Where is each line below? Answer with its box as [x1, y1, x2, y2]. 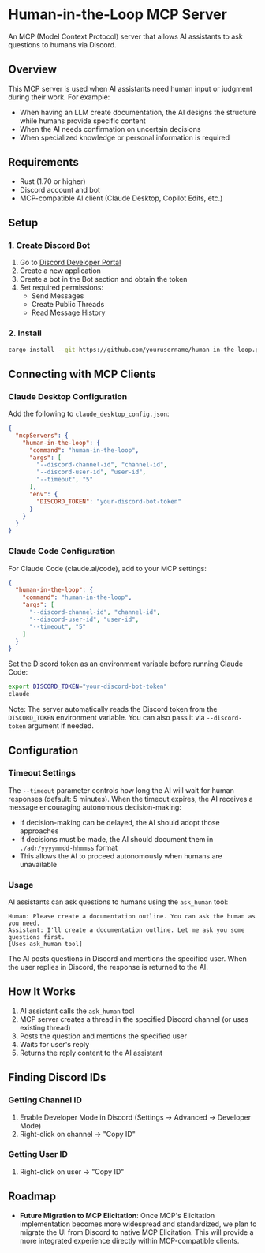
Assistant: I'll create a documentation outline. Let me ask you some [8, 926, 245, 934]
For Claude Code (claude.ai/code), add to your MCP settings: [8, 563, 207, 573]
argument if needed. [27, 721, 95, 731]
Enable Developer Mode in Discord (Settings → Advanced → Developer [19, 1113, 252, 1122]
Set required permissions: [19, 282, 104, 293]
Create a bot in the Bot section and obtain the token [19, 275, 188, 284]
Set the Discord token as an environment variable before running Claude [8, 659, 243, 668]
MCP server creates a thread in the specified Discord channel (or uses [19, 1014, 249, 1023]
